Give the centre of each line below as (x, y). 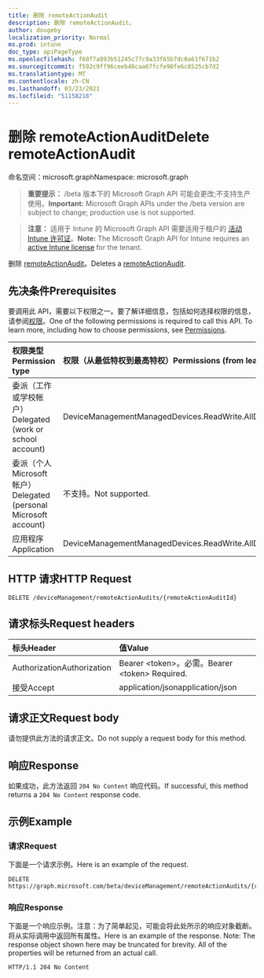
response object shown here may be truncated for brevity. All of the (118, 945)
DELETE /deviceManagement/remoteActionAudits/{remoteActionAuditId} (123, 597)
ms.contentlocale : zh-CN (49, 81)
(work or (28, 429)
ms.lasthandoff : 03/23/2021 (54, 88)
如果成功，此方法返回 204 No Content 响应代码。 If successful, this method (128, 786)
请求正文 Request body (64, 718)
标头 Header (34, 648)
